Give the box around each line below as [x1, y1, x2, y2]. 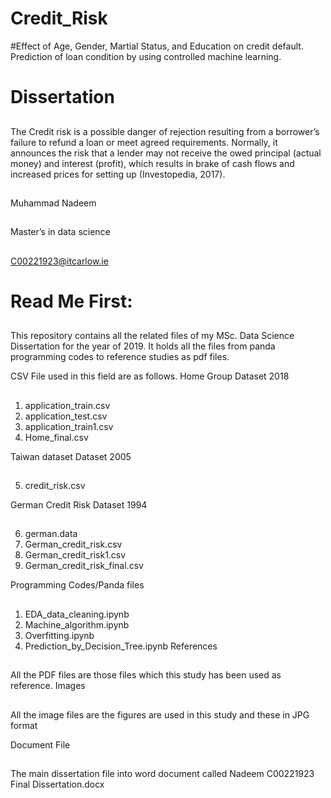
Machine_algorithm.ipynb [24, 618, 130, 631]
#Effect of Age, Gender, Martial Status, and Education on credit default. [10, 40, 304, 52]
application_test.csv [24, 410, 108, 422]
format [10, 719, 38, 731]
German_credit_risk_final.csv [24, 560, 144, 572]
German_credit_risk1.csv [24, 549, 127, 561]
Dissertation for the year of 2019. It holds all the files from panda [10, 340, 276, 352]
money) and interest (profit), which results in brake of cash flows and [10, 157, 295, 169]
